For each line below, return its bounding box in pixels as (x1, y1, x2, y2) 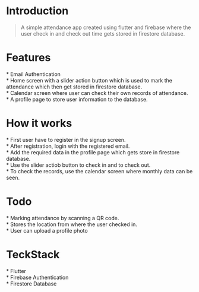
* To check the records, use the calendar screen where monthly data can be (6, 167, 193, 174)
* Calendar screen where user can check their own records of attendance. (6, 89, 188, 96)
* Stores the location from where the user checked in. (6, 221, 138, 228)
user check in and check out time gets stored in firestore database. (20, 30, 185, 37)
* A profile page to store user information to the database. (6, 96, 148, 103)
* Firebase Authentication (6, 274, 69, 281)
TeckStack (6, 247, 60, 261)
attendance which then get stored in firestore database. (6, 83, 143, 90)
